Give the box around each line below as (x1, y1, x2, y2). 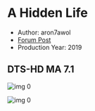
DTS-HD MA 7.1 (7, 63, 75, 75)
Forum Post (17, 35, 51, 44)
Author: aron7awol (17, 28, 71, 37)
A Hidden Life (7, 5, 88, 21)
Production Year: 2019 (17, 43, 82, 51)
